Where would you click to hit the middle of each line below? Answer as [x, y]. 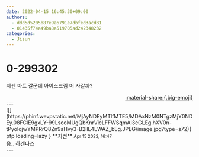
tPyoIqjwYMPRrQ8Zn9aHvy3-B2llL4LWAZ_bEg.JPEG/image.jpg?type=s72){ [99, 129]
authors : [17, 17]
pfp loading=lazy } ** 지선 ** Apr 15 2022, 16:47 [59, 136]
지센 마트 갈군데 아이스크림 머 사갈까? [49, 85]
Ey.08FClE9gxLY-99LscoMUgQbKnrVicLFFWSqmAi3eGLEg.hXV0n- [89, 123]
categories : [21, 34]
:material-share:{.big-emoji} [159, 97]
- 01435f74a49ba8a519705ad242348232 [57, 28]
